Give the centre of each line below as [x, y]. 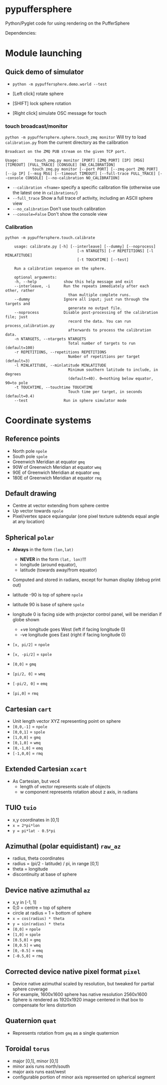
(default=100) [20, 348]
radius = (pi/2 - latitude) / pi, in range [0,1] [56, 864]
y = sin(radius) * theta [38, 924]
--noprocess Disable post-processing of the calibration [86, 312]
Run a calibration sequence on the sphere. [60, 268]
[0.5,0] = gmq [27, 940]
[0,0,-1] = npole [30, 726]
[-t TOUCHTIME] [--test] [103, 260]
